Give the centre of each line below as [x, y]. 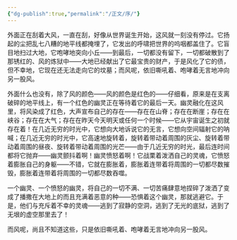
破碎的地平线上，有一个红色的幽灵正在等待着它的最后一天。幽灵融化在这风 [115, 102]
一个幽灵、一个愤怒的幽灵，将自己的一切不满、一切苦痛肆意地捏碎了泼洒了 [115, 188]
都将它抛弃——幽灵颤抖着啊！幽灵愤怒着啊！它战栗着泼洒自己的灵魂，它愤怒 [119, 155]
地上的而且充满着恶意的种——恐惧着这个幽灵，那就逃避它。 [130, 196]
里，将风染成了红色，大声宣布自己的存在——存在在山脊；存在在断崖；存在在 [119, 111]
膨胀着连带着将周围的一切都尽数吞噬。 [75, 172]
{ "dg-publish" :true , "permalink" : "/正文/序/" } [74, 14]
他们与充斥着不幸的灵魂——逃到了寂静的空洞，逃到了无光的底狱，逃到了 [124, 206]
